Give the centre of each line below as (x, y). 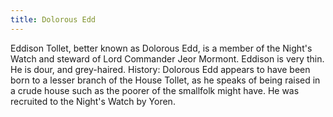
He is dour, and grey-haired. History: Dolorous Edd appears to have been (160, 69)
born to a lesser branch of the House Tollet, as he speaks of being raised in (165, 80)
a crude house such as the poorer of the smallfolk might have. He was (155, 90)
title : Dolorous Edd (53, 19)
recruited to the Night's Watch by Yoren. (93, 101)
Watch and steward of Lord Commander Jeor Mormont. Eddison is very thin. (167, 58)
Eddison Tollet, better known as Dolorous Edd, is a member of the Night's (161, 48)
